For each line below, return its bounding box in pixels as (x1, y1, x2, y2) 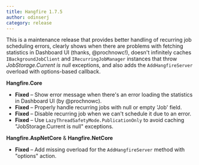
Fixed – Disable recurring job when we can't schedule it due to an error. (14, 110, 192, 117)
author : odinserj (6, 14, 50, 20)
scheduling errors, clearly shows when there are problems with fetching (6, 42, 183, 50)
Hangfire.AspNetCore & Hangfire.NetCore (6, 135, 114, 142)
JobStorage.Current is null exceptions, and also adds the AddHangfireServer (6, 62, 193, 69)
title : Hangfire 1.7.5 (6, 8, 63, 15)
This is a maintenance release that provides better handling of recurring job (6, 36, 192, 44)
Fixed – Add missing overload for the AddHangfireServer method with (14, 146, 185, 153)
